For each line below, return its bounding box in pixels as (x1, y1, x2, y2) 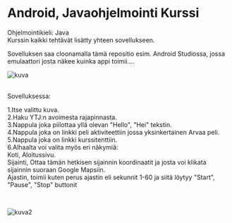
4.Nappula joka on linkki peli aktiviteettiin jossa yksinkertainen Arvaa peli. (7, 128, 220, 136)
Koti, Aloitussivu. (7, 150, 56, 159)
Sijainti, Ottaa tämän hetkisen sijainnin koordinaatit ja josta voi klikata (7, 157, 207, 167)
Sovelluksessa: (7, 92, 51, 100)
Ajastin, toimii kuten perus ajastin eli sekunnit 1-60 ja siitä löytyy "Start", (7, 173, 215, 181)
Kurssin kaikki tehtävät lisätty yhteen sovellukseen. (7, 35, 155, 44)
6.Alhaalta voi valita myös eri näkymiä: (7, 143, 118, 151)
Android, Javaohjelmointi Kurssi (7, 5, 200, 21)
